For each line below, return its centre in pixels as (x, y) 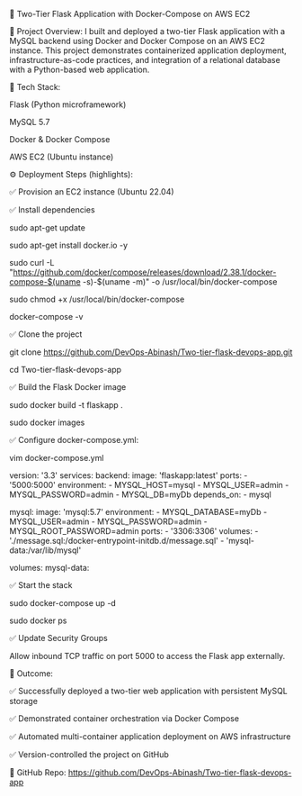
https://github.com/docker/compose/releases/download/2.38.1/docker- (145, 272)
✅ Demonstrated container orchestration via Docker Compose (124, 719)
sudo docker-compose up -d (63, 603)
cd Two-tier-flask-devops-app (66, 370)
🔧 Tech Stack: (35, 87)
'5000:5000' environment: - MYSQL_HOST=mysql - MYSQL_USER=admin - (149, 485)
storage (24, 701)
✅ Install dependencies (53, 210)
